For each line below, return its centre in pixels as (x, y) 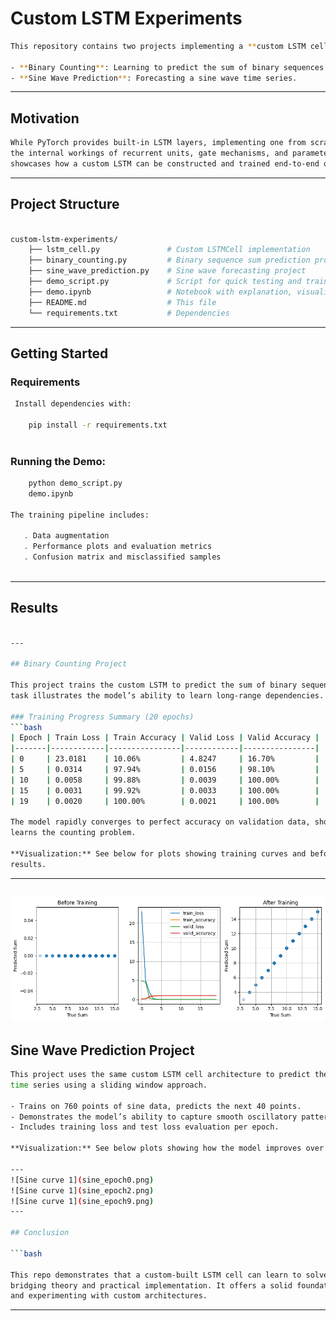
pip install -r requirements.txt (98, 425)
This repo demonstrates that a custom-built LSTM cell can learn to (156, 1275)
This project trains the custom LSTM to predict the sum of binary (154, 685)
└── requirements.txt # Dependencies (129, 313)
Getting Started (59, 353)
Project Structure (65, 204)
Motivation (45, 118)
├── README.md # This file (122, 302)
